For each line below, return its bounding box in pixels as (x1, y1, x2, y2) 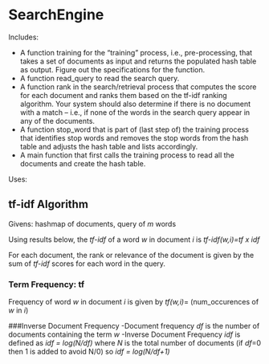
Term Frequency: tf (8, 279, 85, 290)
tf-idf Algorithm (8, 198, 88, 211)
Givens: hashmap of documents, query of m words (8, 219, 177, 228)
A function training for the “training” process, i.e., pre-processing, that (19, 47, 253, 57)
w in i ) (8, 305, 29, 315)
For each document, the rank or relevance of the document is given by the (8, 250, 255, 260)
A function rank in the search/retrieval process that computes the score (19, 82, 257, 92)
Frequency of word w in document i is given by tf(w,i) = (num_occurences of (8, 297, 259, 307)
